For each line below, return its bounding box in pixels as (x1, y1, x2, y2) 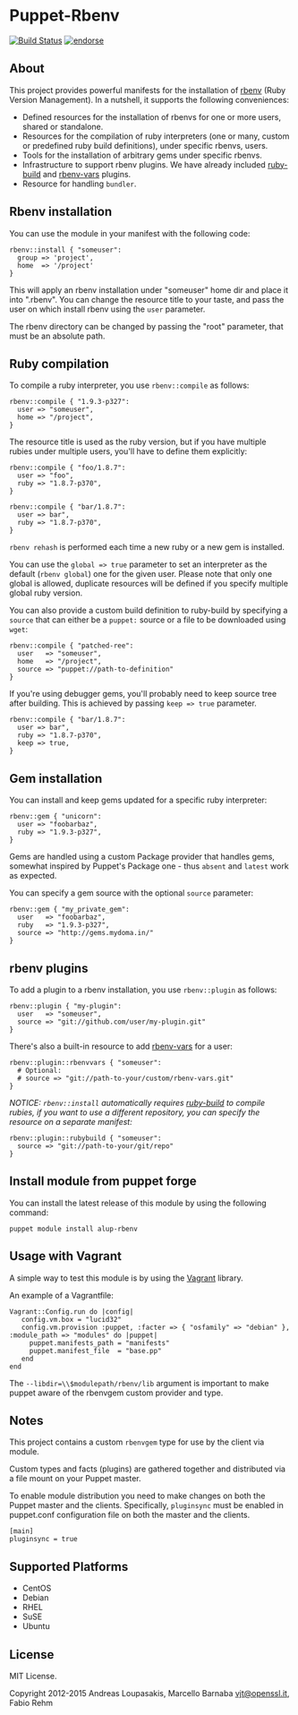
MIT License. (9, 1671, 57, 1682)
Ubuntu (21, 1621, 51, 1632)
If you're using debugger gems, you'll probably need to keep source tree (9, 689, 277, 699)
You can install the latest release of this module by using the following (9, 1197, 267, 1208)
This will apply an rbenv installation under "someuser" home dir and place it (9, 284, 289, 296)
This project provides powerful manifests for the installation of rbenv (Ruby (9, 84, 286, 95)
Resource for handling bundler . (21, 178, 137, 189)
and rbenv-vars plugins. (42, 168, 132, 179)
